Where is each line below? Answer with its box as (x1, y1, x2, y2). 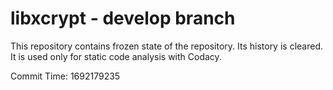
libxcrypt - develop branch (10, 7, 236, 30)
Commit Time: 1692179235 (10, 70, 121, 82)
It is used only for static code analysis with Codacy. (10, 50, 222, 62)
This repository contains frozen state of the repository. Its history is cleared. (10, 40, 323, 52)
